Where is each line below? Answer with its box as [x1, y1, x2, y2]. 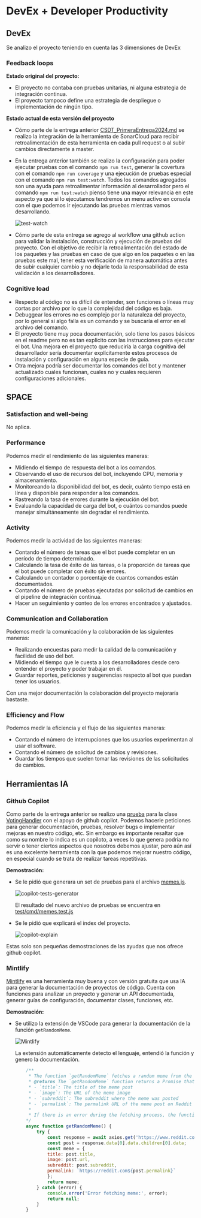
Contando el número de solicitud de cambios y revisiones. [14, 749, 159, 756]
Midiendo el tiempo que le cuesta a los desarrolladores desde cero [14, 659, 179, 666]
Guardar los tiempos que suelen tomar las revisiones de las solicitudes [14, 755, 189, 762]
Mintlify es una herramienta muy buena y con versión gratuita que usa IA [6, 978, 185, 985]
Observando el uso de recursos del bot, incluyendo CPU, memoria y [14, 470, 183, 477]
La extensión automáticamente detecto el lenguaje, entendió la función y [14, 1050, 194, 1057]
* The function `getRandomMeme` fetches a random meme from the [28, 1073, 193, 1080]
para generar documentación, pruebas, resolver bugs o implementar [6, 823, 175, 831]
